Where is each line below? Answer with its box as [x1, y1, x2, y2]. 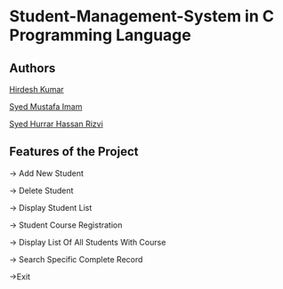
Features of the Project [9, 144, 139, 159]
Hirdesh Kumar [9, 84, 64, 94]
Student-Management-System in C [9, 6, 274, 27]
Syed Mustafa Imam [9, 101, 83, 112]
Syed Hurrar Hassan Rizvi [9, 118, 104, 129]
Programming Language [9, 25, 191, 45]
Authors [9, 60, 56, 76]
